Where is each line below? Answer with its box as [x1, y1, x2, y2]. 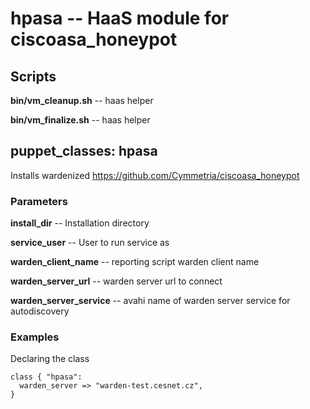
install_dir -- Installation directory [10, 217, 150, 229]
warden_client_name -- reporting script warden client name [10, 256, 260, 268]
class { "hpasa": [10, 372, 83, 382]
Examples [10, 330, 60, 344]
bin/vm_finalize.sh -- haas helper [10, 114, 151, 126]
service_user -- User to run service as [10, 237, 170, 249]
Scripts [10, 68, 57, 85]
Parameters [10, 194, 68, 208]
